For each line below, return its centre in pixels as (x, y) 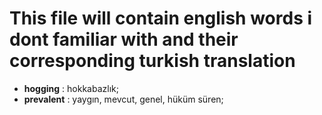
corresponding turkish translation (152, 61)
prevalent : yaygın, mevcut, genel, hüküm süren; (123, 99)
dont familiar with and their (124, 39)
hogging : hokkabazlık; (71, 88)
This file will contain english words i (161, 18)
